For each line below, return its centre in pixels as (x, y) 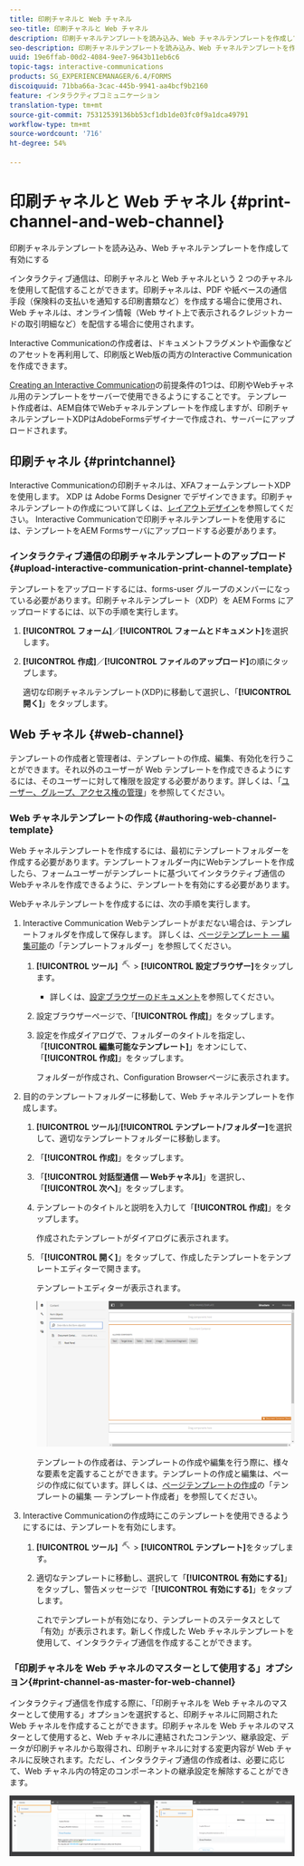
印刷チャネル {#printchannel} (93, 462)
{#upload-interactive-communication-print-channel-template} (151, 568)
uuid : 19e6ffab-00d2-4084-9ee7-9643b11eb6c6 (95, 58)
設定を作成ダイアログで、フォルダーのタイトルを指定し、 (143, 1035)
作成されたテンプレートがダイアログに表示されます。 (134, 1238)
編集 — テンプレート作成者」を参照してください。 (169, 1496)
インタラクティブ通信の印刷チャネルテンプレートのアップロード (148, 556)
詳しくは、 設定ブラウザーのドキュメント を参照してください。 (164, 997)
